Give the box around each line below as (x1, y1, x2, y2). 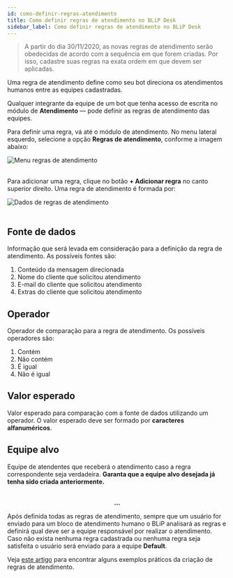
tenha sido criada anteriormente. (7, 477, 105, 486)
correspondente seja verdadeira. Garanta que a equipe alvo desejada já (7, 470, 216, 478)
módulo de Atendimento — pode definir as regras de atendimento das (7, 106, 210, 115)
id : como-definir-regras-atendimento (7, 10, 117, 17)
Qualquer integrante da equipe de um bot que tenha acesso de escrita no (7, 99, 218, 108)
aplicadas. (24, 64, 54, 73)
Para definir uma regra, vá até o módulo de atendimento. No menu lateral (7, 127, 217, 136)
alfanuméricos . (7, 423, 52, 432)
